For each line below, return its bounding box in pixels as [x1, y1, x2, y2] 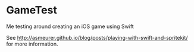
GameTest [6, 4, 58, 17]
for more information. [6, 40, 58, 47]
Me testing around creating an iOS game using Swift [6, 23, 134, 30]
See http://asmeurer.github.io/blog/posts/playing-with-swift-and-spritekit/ [6, 34, 188, 41]
